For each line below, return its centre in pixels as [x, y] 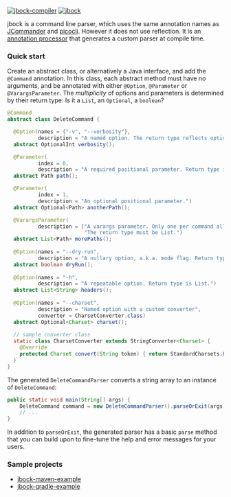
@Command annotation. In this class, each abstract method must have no [107, 78]
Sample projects [35, 465]
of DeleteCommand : [32, 387]
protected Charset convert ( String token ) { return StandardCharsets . [121, 354]
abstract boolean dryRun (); [54, 264]
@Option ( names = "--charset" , [56, 303]
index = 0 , [53, 163]
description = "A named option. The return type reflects [122, 138]
